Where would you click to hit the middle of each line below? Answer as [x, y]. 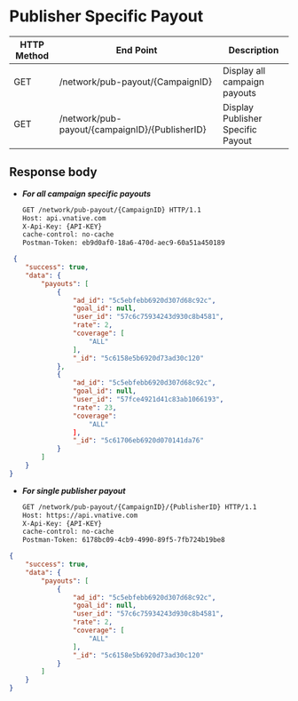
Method [32, 55]
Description [254, 50]
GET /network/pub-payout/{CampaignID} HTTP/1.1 [111, 210]
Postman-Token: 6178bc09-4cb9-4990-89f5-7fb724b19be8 [123, 540]
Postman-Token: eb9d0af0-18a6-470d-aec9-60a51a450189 [123, 243]
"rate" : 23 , [94, 407]
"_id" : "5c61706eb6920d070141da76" [138, 441]
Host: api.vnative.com [64, 218]
